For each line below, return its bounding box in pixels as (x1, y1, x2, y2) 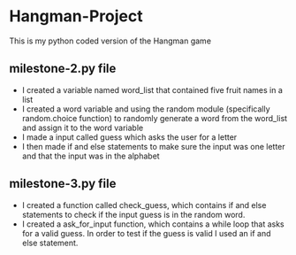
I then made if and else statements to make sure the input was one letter (21, 141, 285, 151)
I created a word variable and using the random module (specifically (21, 104, 271, 114)
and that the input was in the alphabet (21, 151, 161, 161)
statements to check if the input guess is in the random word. (21, 209, 246, 220)
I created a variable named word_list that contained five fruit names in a (21, 84, 283, 95)
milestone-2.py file (9, 61, 117, 76)
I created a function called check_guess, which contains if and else (21, 199, 267, 210)
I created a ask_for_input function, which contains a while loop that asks (21, 219, 285, 229)
